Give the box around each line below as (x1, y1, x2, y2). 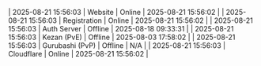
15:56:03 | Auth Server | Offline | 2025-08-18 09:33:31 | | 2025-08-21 (8, 24, 234, 33)
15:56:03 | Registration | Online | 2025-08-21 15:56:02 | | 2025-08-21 (28, 16, 253, 25)
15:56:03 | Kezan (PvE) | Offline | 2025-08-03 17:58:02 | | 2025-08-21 (8, 32, 236, 42)
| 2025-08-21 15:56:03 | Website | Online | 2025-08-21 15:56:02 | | (8, 8, 225, 16)
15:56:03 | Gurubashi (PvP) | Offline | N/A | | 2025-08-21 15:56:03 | (8, 41, 226, 50)
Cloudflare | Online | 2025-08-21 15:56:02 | (8, 49, 149, 58)
